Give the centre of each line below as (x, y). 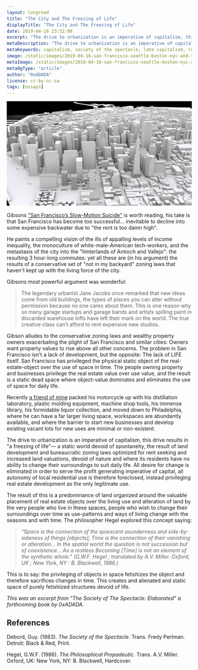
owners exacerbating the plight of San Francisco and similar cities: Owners (98, 342)
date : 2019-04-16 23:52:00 (40, 31)
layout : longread (28, 12)
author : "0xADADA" (29, 74)
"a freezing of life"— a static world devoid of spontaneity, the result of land (98, 446)
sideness (32, 538)
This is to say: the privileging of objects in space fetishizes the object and (95, 574)
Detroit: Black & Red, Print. (39, 643)
